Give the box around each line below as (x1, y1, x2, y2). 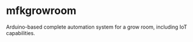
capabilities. (6, 29, 35, 36)
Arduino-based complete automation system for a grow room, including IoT (6, 23, 187, 30)
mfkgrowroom (6, 4, 77, 17)
